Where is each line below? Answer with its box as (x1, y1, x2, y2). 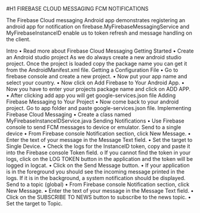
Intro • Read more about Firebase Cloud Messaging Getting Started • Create (6, 47, 194, 54)
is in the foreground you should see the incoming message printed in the (6, 168, 185, 175)
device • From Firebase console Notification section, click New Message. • (6, 130, 191, 137)
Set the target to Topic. (6, 200, 63, 207)
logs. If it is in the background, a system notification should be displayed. (6, 175, 186, 181)
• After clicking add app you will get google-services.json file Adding (6, 92, 176, 99)
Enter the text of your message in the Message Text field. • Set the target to (6, 136, 193, 143)
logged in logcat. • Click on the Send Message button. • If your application (6, 162, 190, 169)
